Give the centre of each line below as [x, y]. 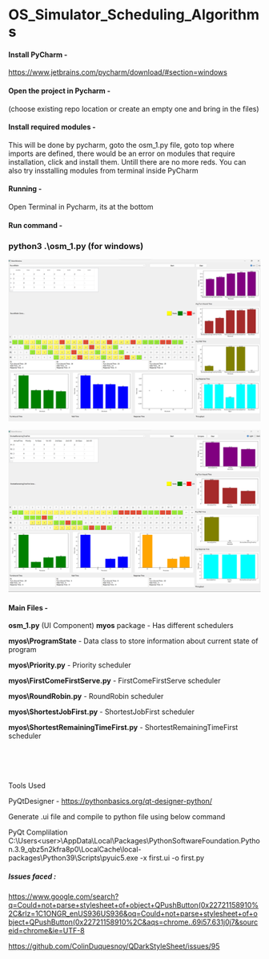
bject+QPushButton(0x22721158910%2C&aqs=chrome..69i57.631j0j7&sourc [133, 922]
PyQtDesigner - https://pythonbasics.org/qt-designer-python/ [110, 802]
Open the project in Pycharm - [59, 91]
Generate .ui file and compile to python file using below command [117, 817]
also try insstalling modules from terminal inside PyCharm [103, 170]
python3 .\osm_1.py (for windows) [76, 246]
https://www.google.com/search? [64, 896]
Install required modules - [52, 127]
